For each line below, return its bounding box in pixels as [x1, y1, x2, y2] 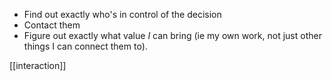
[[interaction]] [9, 60, 67, 71]
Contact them [23, 19, 81, 31]
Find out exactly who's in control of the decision [23, 9, 222, 20]
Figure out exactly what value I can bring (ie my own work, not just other [23, 30, 322, 41]
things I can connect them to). [23, 40, 148, 52]
